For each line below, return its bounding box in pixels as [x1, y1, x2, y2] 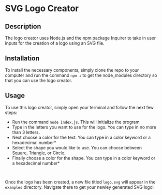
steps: [5, 110, 17, 115]
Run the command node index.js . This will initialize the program [12, 119, 140, 125]
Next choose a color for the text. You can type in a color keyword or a [12, 134, 151, 140]
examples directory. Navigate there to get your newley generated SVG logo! [5, 184, 154, 190]
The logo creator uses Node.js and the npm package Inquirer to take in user [5, 35, 156, 41]
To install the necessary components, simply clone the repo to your [5, 67, 139, 73]
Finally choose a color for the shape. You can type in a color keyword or [12, 155, 156, 161]
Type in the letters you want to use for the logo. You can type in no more [12, 124, 157, 130]
